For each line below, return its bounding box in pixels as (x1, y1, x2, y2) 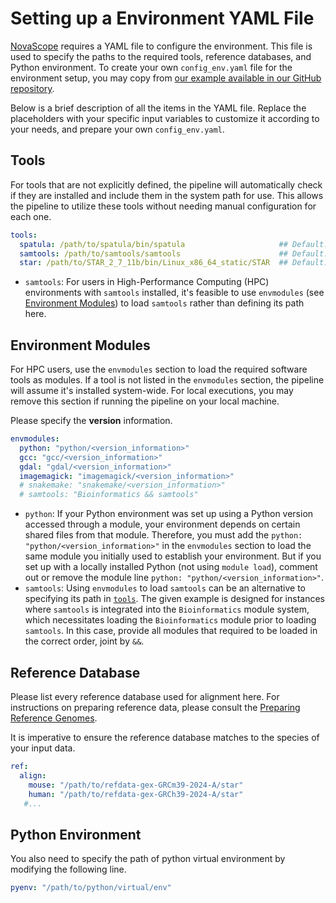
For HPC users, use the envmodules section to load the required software (10, 363, 308, 376)
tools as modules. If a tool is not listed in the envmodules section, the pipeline (10, 374, 325, 386)
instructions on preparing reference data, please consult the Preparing (10, 702, 301, 713)
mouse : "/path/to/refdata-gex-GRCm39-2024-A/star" (28, 780, 244, 790)
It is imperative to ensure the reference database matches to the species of (10, 732, 320, 743)
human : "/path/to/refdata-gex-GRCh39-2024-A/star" (28, 789, 244, 799)
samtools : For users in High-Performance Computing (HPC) (24, 276, 270, 288)
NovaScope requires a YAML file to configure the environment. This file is (10, 40, 313, 52)
